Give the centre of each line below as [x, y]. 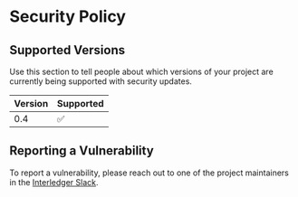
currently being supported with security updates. [101, 81]
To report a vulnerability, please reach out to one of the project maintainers [149, 173]
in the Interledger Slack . [54, 182]
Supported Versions [67, 50]
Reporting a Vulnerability [82, 151]
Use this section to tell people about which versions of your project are [141, 71]
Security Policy [68, 17]
